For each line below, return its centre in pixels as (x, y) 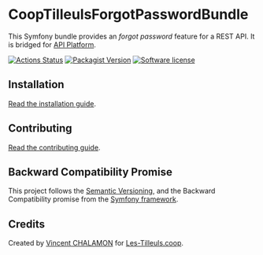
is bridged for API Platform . (52, 44)
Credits (27, 224)
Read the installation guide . (52, 103)
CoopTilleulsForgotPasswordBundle (128, 15)
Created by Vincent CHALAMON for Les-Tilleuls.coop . (96, 243)
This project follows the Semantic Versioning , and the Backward (112, 191)
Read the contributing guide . (54, 147)
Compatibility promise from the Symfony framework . (93, 199)
